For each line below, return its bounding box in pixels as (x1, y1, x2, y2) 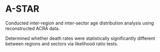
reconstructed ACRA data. (5, 25, 60, 31)
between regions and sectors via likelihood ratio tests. (5, 40, 118, 46)
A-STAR (5, 3, 40, 15)
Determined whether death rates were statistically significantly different (5, 35, 155, 41)
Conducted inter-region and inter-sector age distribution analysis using (5, 20, 154, 26)
